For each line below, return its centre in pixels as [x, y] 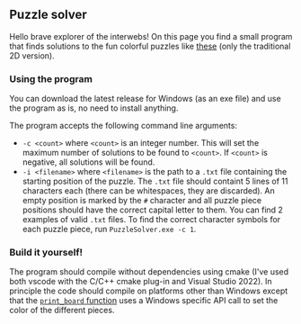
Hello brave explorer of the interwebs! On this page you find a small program [151, 36]
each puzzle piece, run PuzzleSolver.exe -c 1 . [109, 229]
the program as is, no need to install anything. [94, 108]
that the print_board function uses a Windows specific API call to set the [144, 301]
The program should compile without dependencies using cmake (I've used [149, 272]
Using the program [51, 78]
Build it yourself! [46, 253]
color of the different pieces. [62, 310]
